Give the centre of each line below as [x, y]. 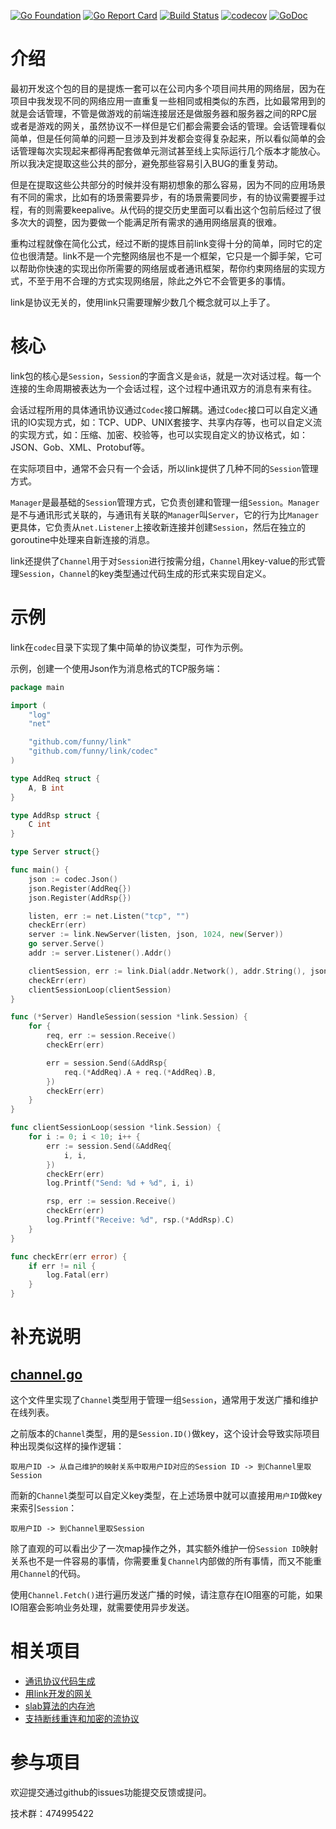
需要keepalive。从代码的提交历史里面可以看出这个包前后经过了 [183, 209]
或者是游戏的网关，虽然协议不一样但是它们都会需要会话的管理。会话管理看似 [168, 126]
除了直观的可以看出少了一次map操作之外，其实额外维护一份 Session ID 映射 [164, 1549]
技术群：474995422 [52, 1813]
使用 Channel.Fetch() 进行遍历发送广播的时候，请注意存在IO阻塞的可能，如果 [166, 1595]
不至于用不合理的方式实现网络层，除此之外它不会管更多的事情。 [159, 281]
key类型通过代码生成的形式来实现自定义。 [185, 573]
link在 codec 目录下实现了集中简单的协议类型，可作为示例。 [129, 647]
